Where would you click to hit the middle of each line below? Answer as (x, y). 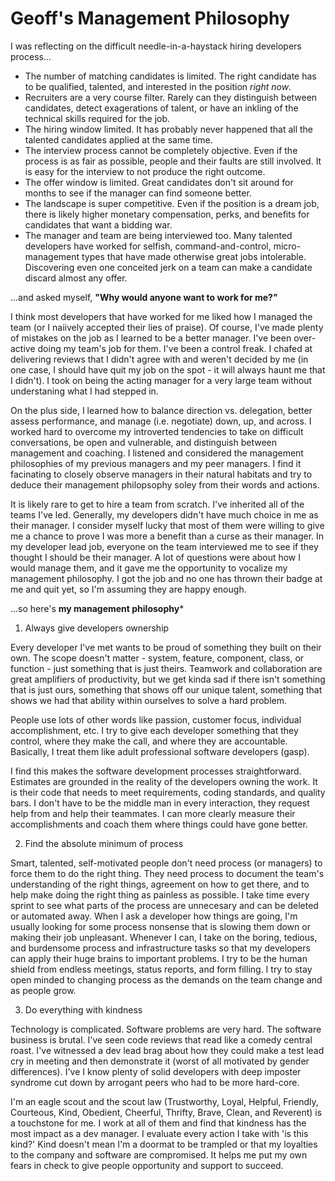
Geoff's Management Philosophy (150, 18)
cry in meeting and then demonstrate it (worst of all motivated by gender (160, 1061)
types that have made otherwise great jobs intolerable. (194, 256)
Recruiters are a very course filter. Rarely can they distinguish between (171, 97)
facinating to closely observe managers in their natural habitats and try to (161, 474)
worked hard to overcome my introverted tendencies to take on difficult (157, 431)
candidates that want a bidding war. (98, 224)
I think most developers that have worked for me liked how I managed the (161, 316)
